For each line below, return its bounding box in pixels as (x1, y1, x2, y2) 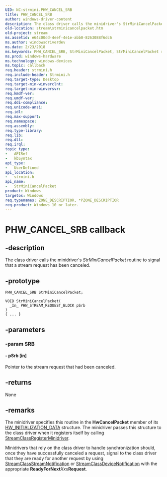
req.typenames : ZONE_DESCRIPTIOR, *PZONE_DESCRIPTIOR (5, 198, 119, 203)
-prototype (5, 277, 40, 285)
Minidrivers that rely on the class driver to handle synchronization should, (5, 445, 156, 451)
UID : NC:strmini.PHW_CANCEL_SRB (5, 7, 72, 12)
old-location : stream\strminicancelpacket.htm (5, 26, 103, 31)
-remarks (5, 406, 35, 415)
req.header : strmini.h (5, 68, 52, 73)
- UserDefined (5, 165, 39, 170)
